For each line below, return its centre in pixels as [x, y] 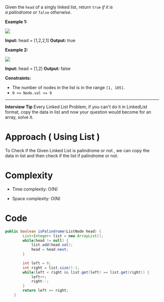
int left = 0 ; [37, 263]
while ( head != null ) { [46, 240]
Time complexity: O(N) [35, 189]
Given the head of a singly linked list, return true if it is [59, 7]
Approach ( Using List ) [52, 137]
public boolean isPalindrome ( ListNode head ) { [53, 231]
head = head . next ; [50, 250]
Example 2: [17, 50]
